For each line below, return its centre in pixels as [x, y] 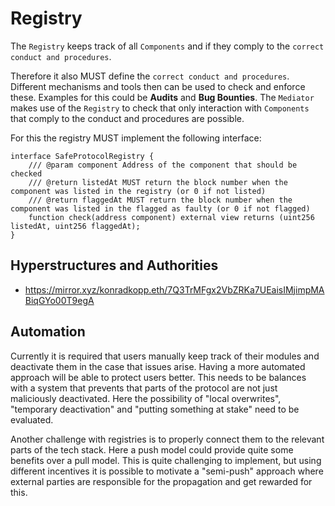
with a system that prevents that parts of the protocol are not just [144, 388]
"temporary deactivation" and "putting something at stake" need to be [155, 409]
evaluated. [32, 419]
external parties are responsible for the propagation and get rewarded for [161, 481]
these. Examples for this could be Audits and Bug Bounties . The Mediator [162, 97]
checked [26, 173]
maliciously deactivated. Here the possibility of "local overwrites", [146, 398]
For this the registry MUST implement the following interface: [136, 138]
